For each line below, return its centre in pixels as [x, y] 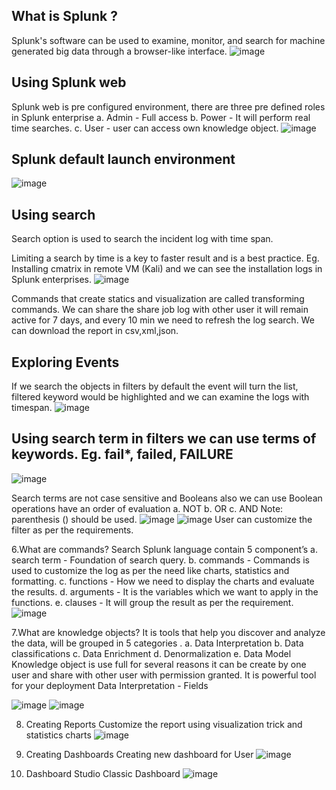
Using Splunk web [69, 82]
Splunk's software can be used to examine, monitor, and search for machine [168, 40]
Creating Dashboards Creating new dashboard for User [139, 754]
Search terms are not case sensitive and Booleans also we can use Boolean [167, 498]
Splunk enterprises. [51, 280]
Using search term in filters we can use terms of [164, 439]
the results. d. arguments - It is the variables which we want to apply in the [165, 591]
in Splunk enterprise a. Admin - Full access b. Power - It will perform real [161, 117]
